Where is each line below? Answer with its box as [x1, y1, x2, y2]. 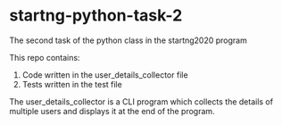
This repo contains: [9, 52, 80, 62]
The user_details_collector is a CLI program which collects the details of [9, 96, 274, 107]
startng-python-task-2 [9, 5, 183, 26]
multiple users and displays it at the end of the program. [9, 105, 216, 116]
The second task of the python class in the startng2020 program [9, 35, 247, 46]
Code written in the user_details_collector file [21, 69, 189, 80]
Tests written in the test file [21, 79, 122, 89]
